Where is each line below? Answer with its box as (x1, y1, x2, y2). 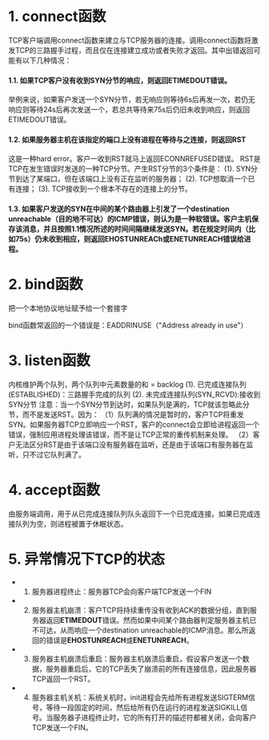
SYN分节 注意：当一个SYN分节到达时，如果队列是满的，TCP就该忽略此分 (8, 399, 250, 409)
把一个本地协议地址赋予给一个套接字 (8, 303, 128, 313)
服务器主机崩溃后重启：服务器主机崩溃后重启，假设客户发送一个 (31, 653, 243, 663)
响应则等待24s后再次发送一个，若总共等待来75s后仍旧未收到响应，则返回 (8, 105, 251, 115)
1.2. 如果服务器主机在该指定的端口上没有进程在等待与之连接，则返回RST (8, 134, 247, 144)
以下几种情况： (22, 55, 72, 65)
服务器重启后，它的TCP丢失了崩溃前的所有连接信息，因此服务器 (46, 664, 257, 673)
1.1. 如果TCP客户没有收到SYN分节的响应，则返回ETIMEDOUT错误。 (8, 75, 232, 85)
